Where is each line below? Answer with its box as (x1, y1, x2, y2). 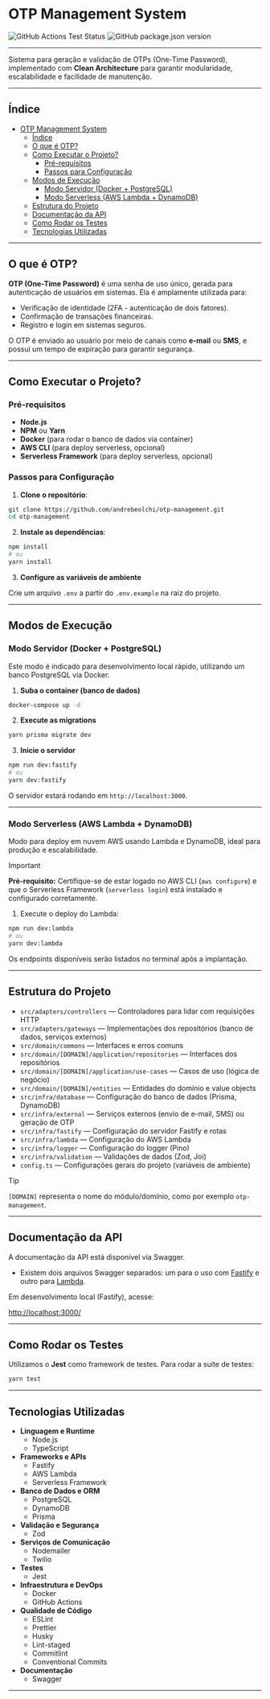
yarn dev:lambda (8, 940, 63, 948)
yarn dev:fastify (8, 776, 67, 784)
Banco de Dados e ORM (19, 1486, 100, 1496)
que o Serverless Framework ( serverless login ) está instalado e (8, 885, 223, 895)
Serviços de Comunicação (19, 1537, 111, 1547)
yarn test (8, 1375, 42, 1384)
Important (8, 861, 41, 870)
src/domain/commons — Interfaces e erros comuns (19, 1040, 184, 1050)
